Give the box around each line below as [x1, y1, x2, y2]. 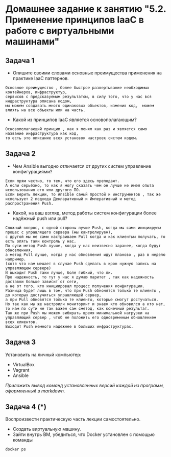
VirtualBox [12, 361, 35, 367]
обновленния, [5, 247, 33, 253]
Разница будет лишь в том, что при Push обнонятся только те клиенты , [5, 288, 161, 293]
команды [12, 437, 33, 443]
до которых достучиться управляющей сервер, [5, 292, 102, 297]
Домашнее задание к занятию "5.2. [5, 3, 166, 15]
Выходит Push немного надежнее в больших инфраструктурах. [5, 324, 134, 329]
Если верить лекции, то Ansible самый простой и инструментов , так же [5, 192, 161, 197]
